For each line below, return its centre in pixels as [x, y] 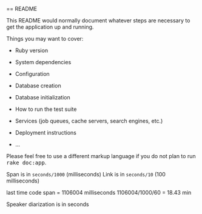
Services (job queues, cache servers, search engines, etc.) [89, 121]
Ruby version [32, 50]
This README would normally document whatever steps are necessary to [98, 20]
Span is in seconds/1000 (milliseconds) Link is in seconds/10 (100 [86, 174]
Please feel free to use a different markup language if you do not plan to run [101, 156]
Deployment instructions [46, 132]
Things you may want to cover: [45, 38]
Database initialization [43, 97]
